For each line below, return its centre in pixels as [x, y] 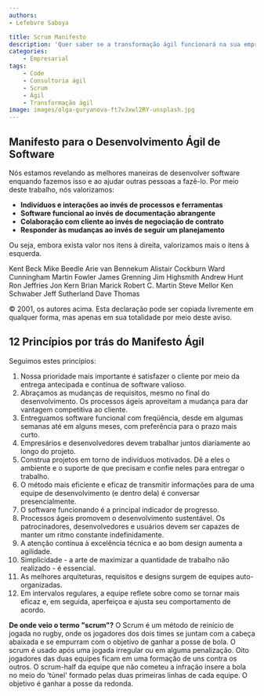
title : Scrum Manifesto [48, 37]
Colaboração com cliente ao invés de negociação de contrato [122, 222]
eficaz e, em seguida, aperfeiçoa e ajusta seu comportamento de [125, 601]
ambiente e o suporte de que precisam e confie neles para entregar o [132, 467]
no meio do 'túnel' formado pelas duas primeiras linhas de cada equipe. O [128, 675]
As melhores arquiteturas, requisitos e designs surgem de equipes [127, 576]
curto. [30, 434]
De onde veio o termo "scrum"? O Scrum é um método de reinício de [121, 625]
